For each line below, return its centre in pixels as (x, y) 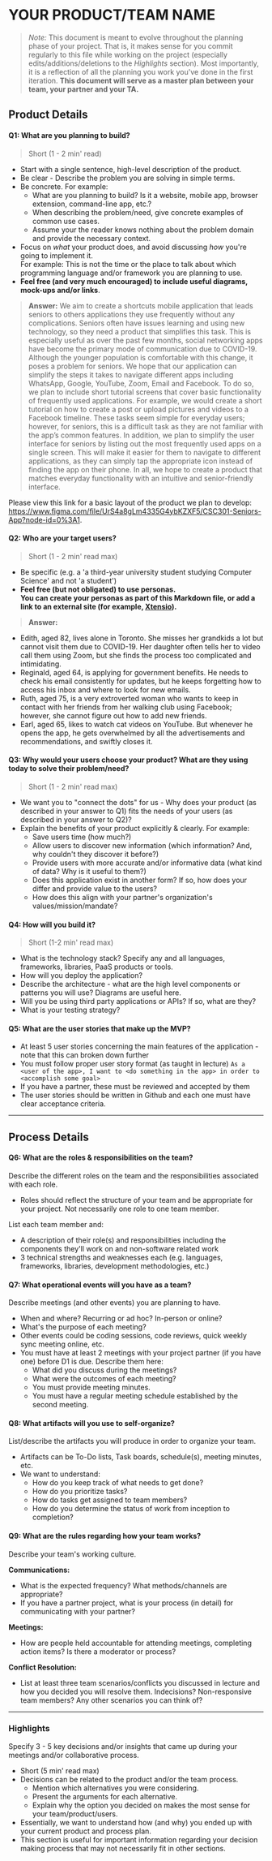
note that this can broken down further (85, 1055)
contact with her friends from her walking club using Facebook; (126, 707)
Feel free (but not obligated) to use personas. (98, 589)
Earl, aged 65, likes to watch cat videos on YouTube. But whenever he (136, 724)
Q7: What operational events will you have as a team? (100, 1285)
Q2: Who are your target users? (63, 538)
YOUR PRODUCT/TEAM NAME (112, 15)
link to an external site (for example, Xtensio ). (98, 606)
